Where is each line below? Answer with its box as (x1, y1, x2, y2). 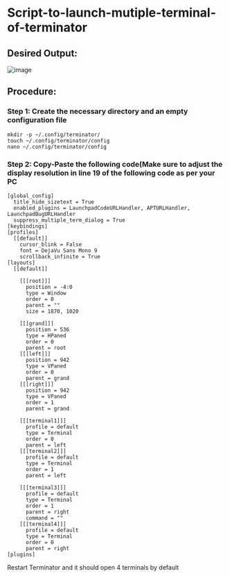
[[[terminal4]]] (19, 520, 67, 527)
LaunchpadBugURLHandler (7, 210, 76, 217)
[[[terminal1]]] (19, 417, 67, 424)
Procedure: (7, 85, 57, 98)
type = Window (25, 290, 67, 297)
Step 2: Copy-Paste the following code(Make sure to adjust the (7, 159, 223, 169)
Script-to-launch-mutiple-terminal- (7, 5, 217, 21)
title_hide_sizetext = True (13, 198, 95, 206)
